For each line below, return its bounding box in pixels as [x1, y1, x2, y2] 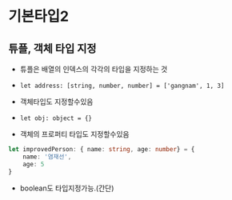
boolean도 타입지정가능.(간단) [19, 183, 114, 193]
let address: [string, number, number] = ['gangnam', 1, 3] [19, 82, 225, 90]
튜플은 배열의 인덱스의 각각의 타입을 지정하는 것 [19, 65, 168, 74]
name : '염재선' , [22, 153, 72, 161]
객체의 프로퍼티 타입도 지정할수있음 [19, 130, 130, 138]
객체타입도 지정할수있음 [19, 97, 94, 106]
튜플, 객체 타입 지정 [8, 42, 97, 55]
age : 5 [22, 160, 45, 168]
